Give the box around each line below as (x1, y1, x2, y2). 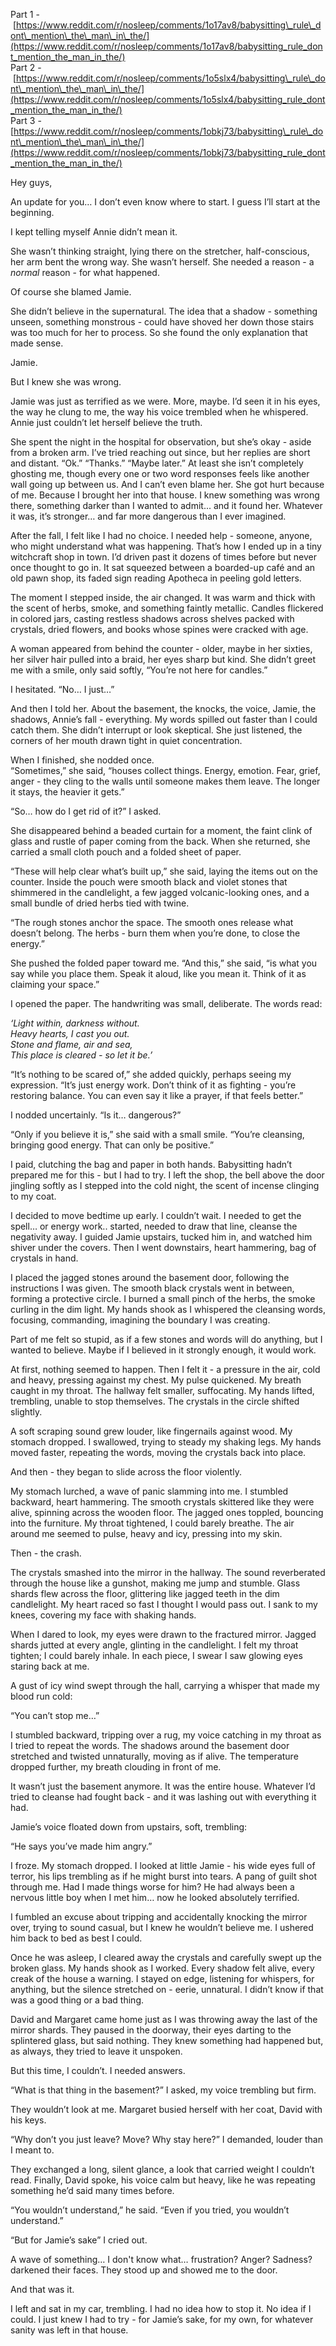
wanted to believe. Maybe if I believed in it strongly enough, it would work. (10, 1344, 317, 1356)
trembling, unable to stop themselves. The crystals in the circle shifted (10, 1395, 300, 1407)
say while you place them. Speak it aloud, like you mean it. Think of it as (10, 968, 307, 979)
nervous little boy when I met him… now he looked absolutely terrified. (10, 1892, 300, 1903)
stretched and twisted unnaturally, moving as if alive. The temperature (10, 1750, 299, 1762)
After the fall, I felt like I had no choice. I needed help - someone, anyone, (10, 530, 313, 541)
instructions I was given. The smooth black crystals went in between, (10, 1282, 295, 1294)
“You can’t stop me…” (10, 1710, 100, 1721)
